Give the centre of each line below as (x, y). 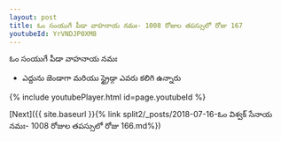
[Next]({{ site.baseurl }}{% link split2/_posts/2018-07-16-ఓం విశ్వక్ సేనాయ (141, 115)
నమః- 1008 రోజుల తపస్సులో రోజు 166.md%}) (85, 126)
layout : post (33, 17)
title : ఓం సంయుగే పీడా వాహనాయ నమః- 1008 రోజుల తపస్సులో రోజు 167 (126, 26)
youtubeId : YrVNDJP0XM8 (53, 33)
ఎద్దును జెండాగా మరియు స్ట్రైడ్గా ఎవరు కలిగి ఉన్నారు (101, 78)
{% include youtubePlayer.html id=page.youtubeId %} (108, 97)
